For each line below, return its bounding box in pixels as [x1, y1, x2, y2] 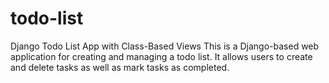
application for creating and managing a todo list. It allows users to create [10, 50, 313, 62]
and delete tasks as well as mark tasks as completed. [10, 61, 230, 73]
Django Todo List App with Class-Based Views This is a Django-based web [10, 40, 320, 52]
